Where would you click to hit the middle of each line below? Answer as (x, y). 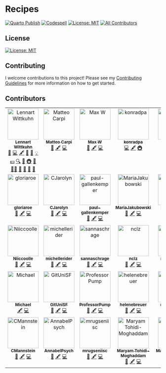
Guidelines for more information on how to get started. (61, 83)
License (18, 38)
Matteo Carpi (59, 142)
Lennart (23, 142)
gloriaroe (23, 208)
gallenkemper (95, 213)
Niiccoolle (23, 259)
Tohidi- (142, 351)
